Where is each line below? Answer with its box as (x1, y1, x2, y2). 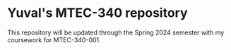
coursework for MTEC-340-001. (7, 35, 101, 44)
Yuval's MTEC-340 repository (7, 5, 189, 21)
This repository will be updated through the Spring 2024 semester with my (7, 28, 225, 37)
